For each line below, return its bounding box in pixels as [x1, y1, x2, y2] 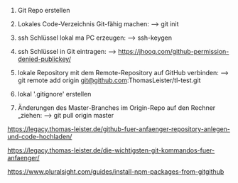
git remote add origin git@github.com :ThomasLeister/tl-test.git [17, 76, 201, 84]
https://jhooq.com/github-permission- [118, 48, 229, 55]
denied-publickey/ [17, 55, 71, 63]
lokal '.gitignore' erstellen [17, 90, 92, 98]
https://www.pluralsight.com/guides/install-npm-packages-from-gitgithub [7, 167, 225, 176]
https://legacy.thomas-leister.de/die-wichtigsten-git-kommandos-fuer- [7, 146, 215, 155]
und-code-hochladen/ [7, 133, 72, 140]
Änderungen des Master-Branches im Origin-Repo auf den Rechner [17, 104, 216, 112]
